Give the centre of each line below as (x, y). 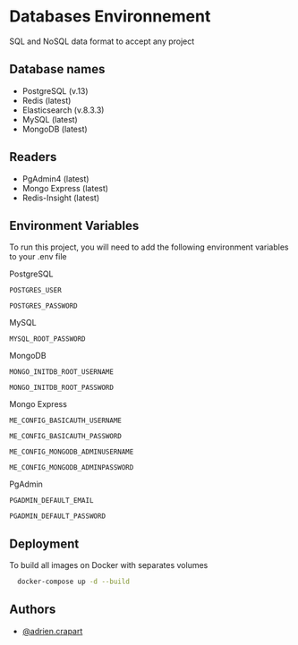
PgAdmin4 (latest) (55, 178)
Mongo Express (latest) (65, 188)
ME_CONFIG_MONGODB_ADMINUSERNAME (72, 452)
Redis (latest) (47, 100)
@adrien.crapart (52, 631)
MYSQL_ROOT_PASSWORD (48, 339)
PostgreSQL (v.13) (55, 90)
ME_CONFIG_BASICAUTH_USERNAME (66, 421)
